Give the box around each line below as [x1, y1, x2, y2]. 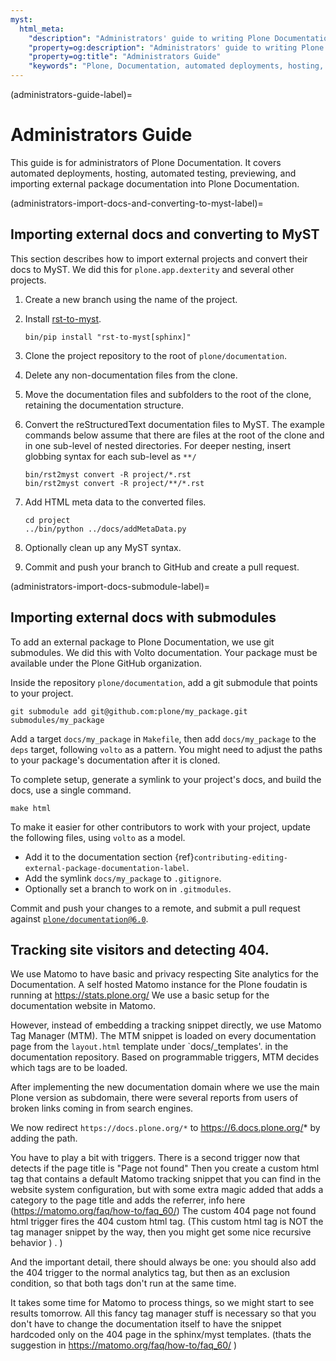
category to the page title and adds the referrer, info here [10, 1194, 246, 1206]
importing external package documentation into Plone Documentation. [10, 177, 300, 190]
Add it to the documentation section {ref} [24, 851, 195, 863]
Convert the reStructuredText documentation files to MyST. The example [24, 418, 325, 430]
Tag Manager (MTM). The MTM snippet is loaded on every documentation [10, 1030, 317, 1042]
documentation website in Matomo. [10, 1000, 156, 1012]
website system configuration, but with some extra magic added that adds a [10, 1184, 324, 1196]
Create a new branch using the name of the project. [24, 293, 238, 305]
